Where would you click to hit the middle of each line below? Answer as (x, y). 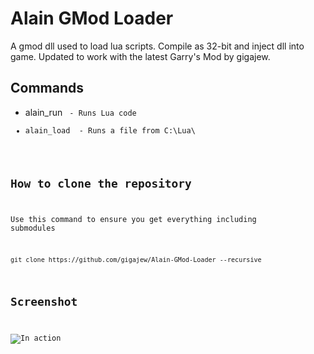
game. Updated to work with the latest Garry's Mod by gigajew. (140, 56)
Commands (47, 88)
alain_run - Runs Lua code (80, 112)
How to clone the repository (101, 183)
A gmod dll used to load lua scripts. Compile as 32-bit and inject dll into (157, 46)
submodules (33, 228)
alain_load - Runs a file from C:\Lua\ (110, 130)
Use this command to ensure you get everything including (133, 220)
